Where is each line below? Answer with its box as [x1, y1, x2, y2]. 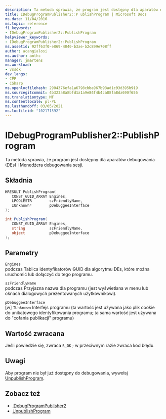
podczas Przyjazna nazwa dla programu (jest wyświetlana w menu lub [5, 285, 149, 291]
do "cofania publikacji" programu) [5, 315, 74, 321]
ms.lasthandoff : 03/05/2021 [5, 104, 63, 109]
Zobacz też [5, 389, 41, 398]
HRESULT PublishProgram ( [5, 189, 56, 194]
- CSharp [5, 81, 23, 86]
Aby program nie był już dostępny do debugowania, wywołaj [5, 370, 128, 376]
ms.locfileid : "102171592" [5, 108, 61, 114]
